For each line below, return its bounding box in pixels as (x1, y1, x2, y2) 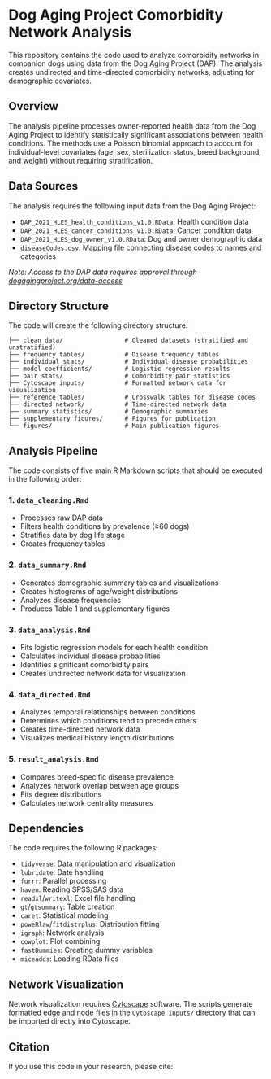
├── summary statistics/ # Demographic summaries (8, 408, 209, 416)
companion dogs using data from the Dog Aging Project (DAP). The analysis (8, 59, 263, 68)
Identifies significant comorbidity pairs (19, 660, 149, 670)
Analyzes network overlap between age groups (19, 780, 179, 790)
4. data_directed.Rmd (8, 689, 91, 700)
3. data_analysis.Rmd (8, 624, 91, 636)
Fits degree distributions (19, 789, 102, 799)
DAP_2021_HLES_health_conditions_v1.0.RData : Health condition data (19, 216, 249, 226)
